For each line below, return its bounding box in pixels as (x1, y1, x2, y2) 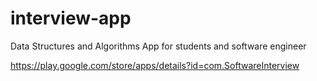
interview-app (10, 7, 132, 30)
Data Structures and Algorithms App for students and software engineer (10, 40, 307, 52)
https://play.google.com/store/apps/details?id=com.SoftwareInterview (10, 59, 300, 71)
